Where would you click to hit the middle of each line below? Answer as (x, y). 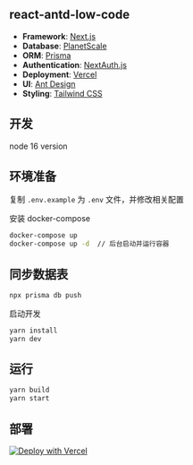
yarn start (29, 399)
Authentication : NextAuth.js (75, 65)
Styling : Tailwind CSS (62, 93)
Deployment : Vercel (59, 74)
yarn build (29, 390)
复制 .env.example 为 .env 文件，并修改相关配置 (97, 200)
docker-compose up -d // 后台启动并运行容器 (89, 244)
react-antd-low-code (70, 15)
